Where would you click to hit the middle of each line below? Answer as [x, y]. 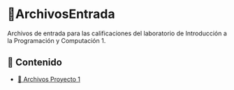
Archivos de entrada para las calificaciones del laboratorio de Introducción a [117, 33]
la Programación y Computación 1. [57, 40]
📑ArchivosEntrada [61, 14]
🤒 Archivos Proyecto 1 [49, 79]
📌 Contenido [35, 63]
